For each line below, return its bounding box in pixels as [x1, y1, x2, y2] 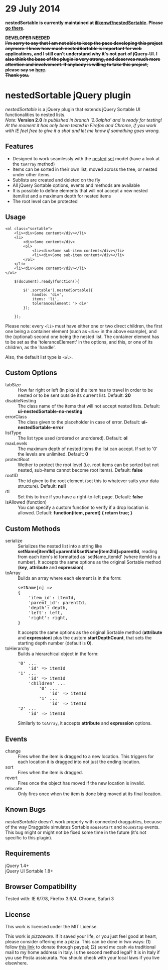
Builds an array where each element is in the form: [18, 575, 122, 581]
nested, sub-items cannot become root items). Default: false [18, 467, 143, 473]
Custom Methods [5, 524, 61, 533]
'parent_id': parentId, [28, 600, 87, 606]
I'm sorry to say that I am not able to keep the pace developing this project [5, 40, 163, 46]
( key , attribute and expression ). [18, 565, 85, 571]
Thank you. [5, 72, 30, 78]
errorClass [5, 414, 27, 420]
